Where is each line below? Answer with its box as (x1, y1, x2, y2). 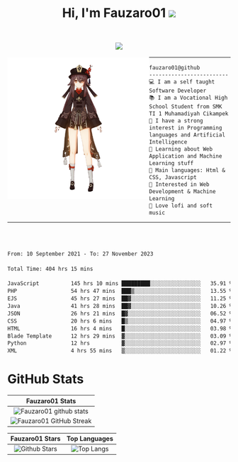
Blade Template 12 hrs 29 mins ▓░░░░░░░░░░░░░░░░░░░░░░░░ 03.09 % (7, 333, 233, 340)
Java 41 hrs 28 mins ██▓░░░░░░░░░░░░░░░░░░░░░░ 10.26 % (7, 303, 233, 310)
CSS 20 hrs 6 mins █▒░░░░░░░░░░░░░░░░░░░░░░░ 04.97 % (7, 317, 233, 325)
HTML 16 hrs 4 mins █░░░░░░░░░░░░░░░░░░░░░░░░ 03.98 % (7, 325, 233, 332)
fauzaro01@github (149, 64, 200, 71)
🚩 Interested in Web (149, 180, 210, 188)
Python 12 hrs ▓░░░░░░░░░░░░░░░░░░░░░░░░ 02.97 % (7, 340, 233, 347)
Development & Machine (149, 187, 216, 195)
